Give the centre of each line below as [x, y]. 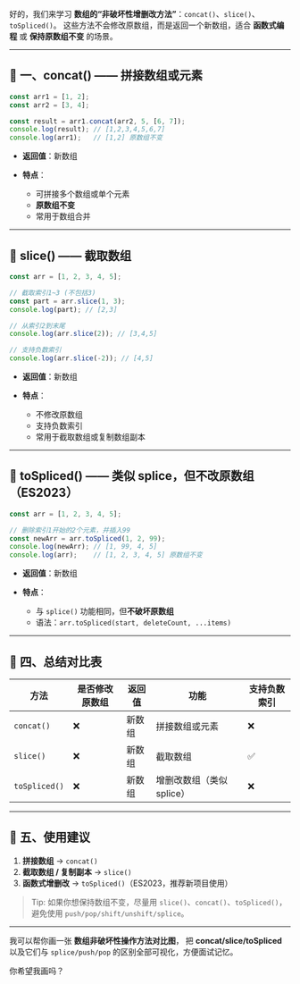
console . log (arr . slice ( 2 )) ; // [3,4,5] [83, 334]
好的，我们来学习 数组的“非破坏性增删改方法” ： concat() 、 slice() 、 [135, 14]
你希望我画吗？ [37, 971]
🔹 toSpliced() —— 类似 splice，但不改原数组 [132, 476]
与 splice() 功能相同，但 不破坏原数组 [104, 611]
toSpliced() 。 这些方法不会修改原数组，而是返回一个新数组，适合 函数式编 [147, 25]
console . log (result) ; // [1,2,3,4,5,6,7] [87, 130]
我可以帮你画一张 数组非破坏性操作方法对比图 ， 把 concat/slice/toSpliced [146, 940]
